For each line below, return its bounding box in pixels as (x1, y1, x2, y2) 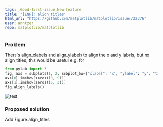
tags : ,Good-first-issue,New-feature (5, 7, 81, 12)
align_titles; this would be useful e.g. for (5, 57, 85, 63)
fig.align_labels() (5, 84, 45, 90)
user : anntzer (5, 20, 34, 26)
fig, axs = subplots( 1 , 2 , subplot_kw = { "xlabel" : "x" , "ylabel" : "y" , (5, 71, 151, 76)
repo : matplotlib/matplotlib (5, 25, 64, 30)
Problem (5, 41, 26, 48)
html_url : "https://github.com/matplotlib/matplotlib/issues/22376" (5, 16, 147, 21)
